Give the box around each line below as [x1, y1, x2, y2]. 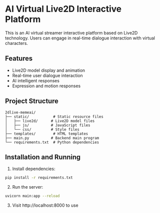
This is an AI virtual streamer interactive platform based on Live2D [5, 30, 138, 36]
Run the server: [12, 184, 43, 190]
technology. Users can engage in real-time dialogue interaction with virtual [5, 35, 155, 41]
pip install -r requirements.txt [5, 175, 73, 180]
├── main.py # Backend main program [5, 136, 99, 140]
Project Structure [5, 97, 59, 105]
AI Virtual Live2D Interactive [5, 3, 122, 15]
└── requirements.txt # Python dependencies [5, 140, 99, 145]
